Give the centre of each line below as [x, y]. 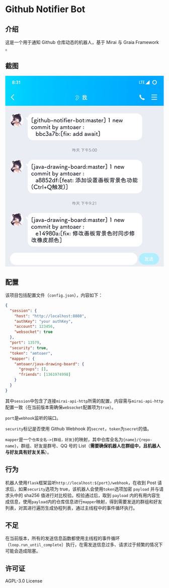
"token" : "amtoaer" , [31, 353]
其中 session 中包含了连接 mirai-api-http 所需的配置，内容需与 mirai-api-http [84, 401]
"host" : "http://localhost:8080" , [50, 316]
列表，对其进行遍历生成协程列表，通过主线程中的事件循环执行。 [71, 508]
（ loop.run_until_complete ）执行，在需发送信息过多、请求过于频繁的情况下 [84, 545]
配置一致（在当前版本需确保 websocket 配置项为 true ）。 [61, 407]
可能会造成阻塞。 [23, 551]
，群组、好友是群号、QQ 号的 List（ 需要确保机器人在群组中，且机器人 [89, 446]
